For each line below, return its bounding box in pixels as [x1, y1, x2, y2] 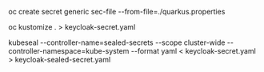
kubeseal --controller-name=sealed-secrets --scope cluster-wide [8, 38, 226, 47]
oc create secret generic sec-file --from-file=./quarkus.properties [8, 7, 226, 16]
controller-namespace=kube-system [8, 46, 130, 55]
